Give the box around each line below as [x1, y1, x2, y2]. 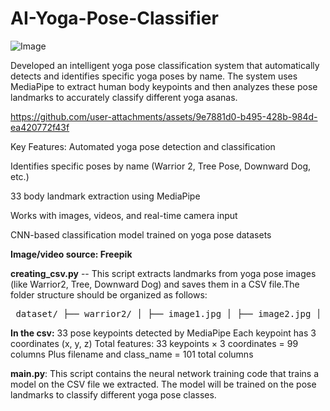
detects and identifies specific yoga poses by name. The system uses [10, 70, 298, 82]
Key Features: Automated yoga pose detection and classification [10, 140, 276, 152]
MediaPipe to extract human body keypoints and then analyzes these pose [10, 80, 318, 92]
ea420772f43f [10, 121, 70, 133]
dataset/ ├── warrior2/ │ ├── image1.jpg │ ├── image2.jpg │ [15, 308, 322, 319]
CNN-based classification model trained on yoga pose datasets [10, 228, 272, 241]
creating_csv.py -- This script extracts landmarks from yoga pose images [10, 267, 317, 279]
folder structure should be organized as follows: [10, 288, 208, 301]
